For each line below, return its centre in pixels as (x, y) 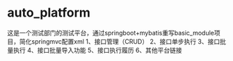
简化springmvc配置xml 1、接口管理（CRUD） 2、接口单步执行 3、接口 (120, 41)
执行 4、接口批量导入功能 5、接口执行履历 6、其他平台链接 (97, 50)
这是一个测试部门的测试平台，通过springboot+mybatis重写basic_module (111, 33)
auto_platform (49, 13)
